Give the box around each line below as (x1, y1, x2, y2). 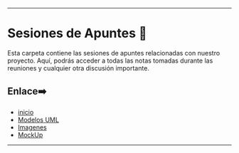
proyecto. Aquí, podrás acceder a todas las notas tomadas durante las (7, 56, 213, 65)
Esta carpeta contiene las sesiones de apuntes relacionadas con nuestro (7, 48, 221, 57)
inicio (17, 107, 34, 116)
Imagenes (17, 122, 48, 132)
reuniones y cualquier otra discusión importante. (7, 63, 149, 72)
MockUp (17, 130, 43, 139)
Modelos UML (17, 115, 59, 124)
